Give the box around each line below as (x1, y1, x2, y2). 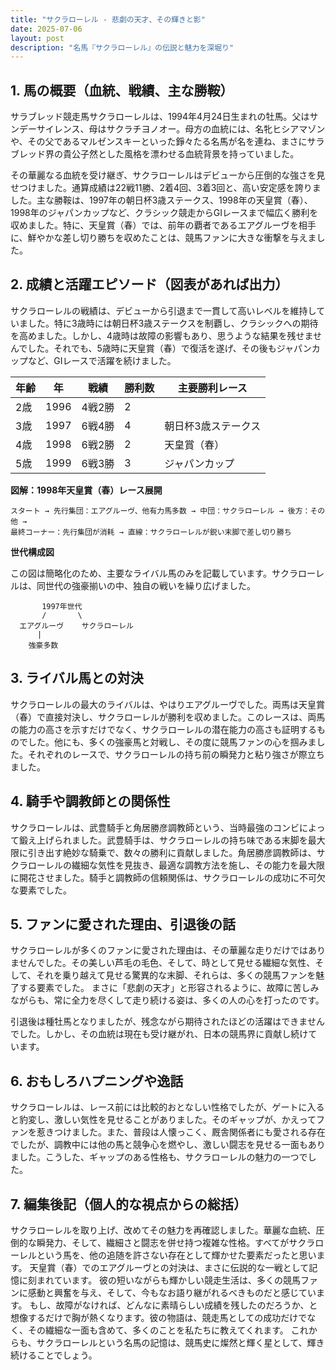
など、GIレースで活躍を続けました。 (27, 354, 177, 366)
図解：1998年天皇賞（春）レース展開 (10, 484, 163, 496)
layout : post (10, 33, 65, 43)
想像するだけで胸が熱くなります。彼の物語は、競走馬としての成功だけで (10, 1311, 308, 1323)
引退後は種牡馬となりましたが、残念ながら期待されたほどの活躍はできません (10, 1016, 325, 1028)
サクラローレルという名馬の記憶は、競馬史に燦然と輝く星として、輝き (36, 1336, 325, 1348)
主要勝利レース (177, 381, 248, 395)
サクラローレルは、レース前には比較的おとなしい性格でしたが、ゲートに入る (10, 1101, 325, 1113)
